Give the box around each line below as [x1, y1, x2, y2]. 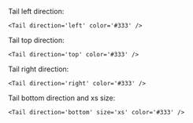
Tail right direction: [8, 64, 69, 74]
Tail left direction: [8, 7, 65, 16]
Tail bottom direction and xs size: [8, 93, 116, 103]
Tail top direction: [8, 35, 65, 45]
